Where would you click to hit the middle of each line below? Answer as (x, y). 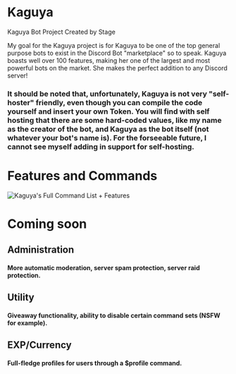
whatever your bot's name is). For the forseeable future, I (107, 138)
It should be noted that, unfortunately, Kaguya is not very (107, 94)
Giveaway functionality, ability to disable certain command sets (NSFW (114, 315)
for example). (27, 322)
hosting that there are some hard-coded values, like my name (114, 120)
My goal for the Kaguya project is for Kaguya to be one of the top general (114, 45)
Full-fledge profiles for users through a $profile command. (95, 363)
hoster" (21, 102)
